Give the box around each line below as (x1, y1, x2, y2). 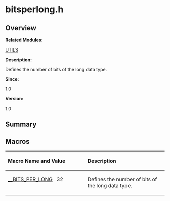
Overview (5, 24, 37, 32)
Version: (5, 96, 24, 102)
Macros (5, 137, 30, 146)
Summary (5, 120, 37, 129)
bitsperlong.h (5, 4, 64, 15)
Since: (5, 76, 19, 82)
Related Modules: (5, 37, 43, 43)
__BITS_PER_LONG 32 (8, 176, 63, 183)
